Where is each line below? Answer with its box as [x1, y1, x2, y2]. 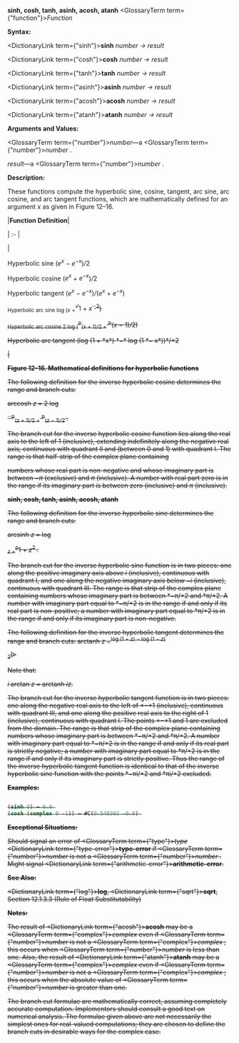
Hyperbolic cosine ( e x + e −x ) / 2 [7, 273, 98, 283]
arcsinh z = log [7, 530, 51, 539]
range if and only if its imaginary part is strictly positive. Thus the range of [7, 755, 225, 763]
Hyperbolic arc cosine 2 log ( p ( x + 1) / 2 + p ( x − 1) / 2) [7, 319, 138, 331]
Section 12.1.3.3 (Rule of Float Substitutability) [7, 895, 141, 903]
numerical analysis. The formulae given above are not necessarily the [7, 1012, 212, 1020]
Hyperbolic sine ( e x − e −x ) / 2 [7, 258, 91, 267]
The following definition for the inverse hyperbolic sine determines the [7, 509, 214, 518]
